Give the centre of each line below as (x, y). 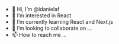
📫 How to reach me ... (39, 35)
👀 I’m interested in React (41, 15)
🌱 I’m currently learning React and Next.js (62, 22)
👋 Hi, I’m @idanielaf (36, 9)
